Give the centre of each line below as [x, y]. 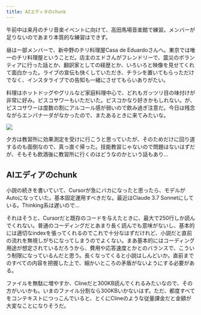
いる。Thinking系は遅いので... [43, 205]
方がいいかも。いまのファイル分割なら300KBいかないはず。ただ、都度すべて [101, 291]
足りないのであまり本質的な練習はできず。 [58, 37]
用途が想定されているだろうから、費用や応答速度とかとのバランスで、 [92, 248]
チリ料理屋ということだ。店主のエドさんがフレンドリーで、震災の [98, 57]
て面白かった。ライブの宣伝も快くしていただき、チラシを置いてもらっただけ [100, 72]
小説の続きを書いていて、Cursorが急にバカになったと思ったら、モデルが [96, 190]
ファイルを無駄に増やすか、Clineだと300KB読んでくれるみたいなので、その [100, 283]
